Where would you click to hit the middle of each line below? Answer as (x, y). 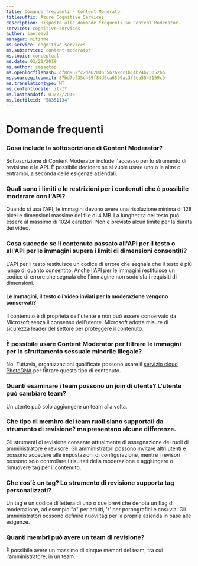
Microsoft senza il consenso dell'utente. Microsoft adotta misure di (87, 322)
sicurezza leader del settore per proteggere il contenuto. (75, 328)
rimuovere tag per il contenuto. (44, 467)
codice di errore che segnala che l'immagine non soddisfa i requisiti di (92, 276)
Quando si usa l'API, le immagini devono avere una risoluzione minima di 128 (99, 209)
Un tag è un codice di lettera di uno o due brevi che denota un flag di (90, 503)
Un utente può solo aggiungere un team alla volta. (67, 406)
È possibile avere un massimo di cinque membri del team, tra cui (85, 551)
